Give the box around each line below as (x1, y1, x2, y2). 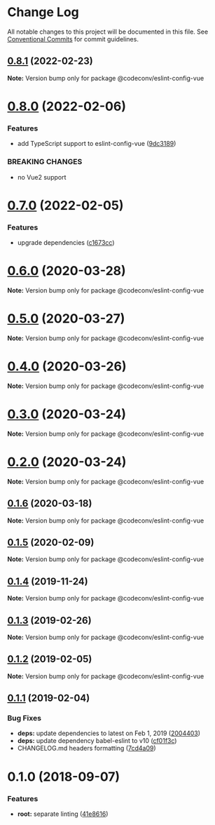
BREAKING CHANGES (7, 157, 83, 167)
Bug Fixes (7, 713, 42, 723)
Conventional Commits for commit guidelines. (7, 34, 139, 43)
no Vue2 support (17, 173, 67, 181)
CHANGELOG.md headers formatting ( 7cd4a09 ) (17, 744, 156, 753)
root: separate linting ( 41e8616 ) (17, 810, 109, 818)
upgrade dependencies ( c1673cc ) (17, 239, 115, 247)
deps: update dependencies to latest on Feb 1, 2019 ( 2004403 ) (17, 729, 201, 737)
